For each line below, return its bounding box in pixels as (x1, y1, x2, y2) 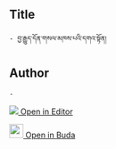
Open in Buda (25, 129, 76, 140)
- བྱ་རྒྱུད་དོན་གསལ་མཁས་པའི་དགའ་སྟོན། (9, 34, 107, 43)
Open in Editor (20, 106, 73, 117)
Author (9, 66, 49, 81)
